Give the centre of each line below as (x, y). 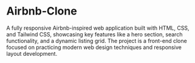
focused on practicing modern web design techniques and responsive (94, 47)
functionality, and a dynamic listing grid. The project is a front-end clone (97, 41)
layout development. (32, 53)
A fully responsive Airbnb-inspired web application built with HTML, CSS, (98, 28)
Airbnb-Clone (42, 11)
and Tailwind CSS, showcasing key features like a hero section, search (94, 34)
